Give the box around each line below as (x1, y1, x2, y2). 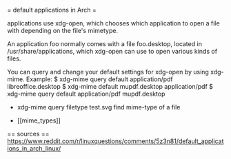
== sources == (7, 130, 50, 138)
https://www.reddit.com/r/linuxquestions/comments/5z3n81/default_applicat (7, 137, 224, 145)
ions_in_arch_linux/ (7, 145, 61, 152)
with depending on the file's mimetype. (7, 27, 119, 34)
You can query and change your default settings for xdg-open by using (7, 68, 209, 76)
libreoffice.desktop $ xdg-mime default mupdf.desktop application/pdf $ (7, 83, 214, 90)
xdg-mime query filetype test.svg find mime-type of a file (17, 103, 181, 111)
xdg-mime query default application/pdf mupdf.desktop (7, 89, 165, 98)
